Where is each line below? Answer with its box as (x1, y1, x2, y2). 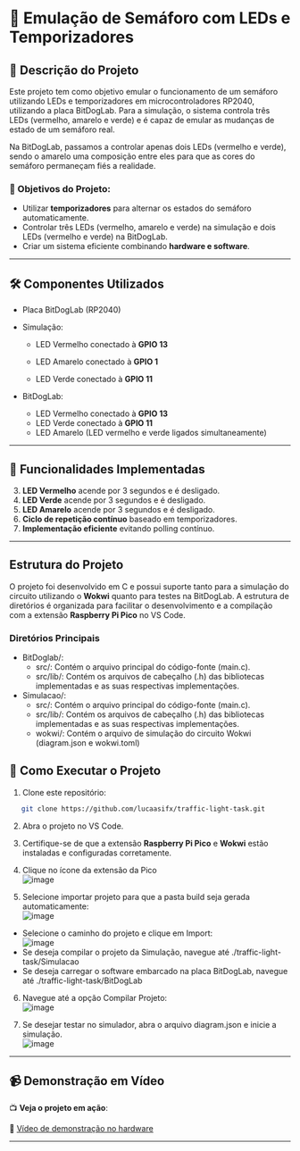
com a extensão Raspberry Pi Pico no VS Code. (9, 609, 186, 620)
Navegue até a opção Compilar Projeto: (21, 992, 168, 1003)
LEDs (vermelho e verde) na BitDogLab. (21, 231, 168, 242)
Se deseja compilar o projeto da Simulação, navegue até (21, 947, 230, 957)
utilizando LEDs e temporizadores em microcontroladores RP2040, (9, 96, 255, 106)
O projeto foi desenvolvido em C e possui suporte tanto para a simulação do (9, 580, 289, 592)
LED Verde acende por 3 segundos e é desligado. (21, 495, 206, 505)
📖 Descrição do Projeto (9, 63, 139, 78)
